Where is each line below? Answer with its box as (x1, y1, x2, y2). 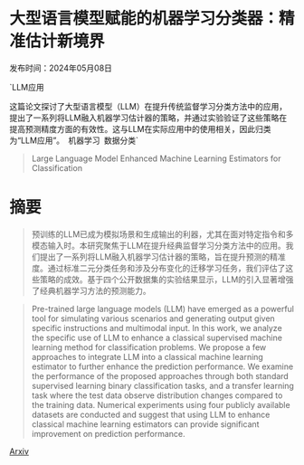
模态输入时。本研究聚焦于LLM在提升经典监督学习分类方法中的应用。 (31, 240, 287, 251)
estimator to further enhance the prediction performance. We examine (31, 361, 294, 372)
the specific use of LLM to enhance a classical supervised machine (31, 332, 283, 343)
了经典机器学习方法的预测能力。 (31, 285, 151, 296)
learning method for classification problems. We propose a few (31, 341, 267, 353)
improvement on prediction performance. (31, 428, 185, 439)
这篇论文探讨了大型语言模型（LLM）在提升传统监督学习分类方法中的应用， (9, 100, 288, 111)
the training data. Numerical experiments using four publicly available (31, 399, 291, 410)
